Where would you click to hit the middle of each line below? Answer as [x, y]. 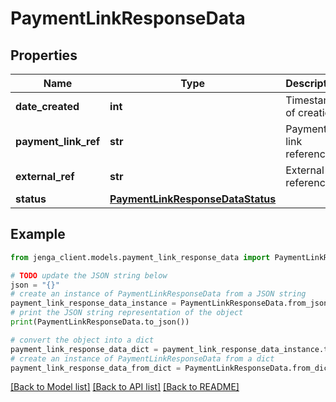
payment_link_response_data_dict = [84, 349]
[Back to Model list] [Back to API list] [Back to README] [125, 387]
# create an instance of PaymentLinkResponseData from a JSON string [158, 294]
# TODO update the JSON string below [89, 275]
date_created [47, 106]
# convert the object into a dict [82, 340]
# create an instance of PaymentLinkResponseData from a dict [142, 358]
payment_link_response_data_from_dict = [96, 368]
